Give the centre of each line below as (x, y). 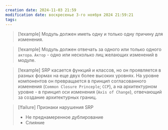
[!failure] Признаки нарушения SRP (56, 107)
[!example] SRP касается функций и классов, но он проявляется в (89, 70)
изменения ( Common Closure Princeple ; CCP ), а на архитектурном (87, 86)
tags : (11, 19)
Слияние (35, 123)
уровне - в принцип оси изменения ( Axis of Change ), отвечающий (90, 92)
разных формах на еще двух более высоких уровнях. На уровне (88, 76)
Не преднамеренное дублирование (64, 117)
